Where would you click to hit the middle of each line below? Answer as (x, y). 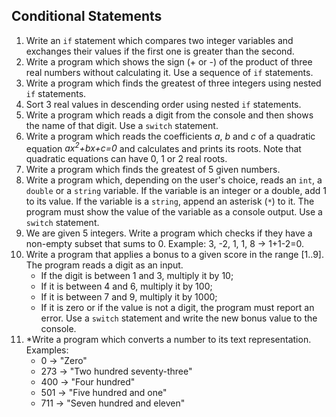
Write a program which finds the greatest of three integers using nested (173, 83)
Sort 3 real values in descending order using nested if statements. (163, 104)
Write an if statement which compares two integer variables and (159, 40)
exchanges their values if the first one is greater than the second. (160, 51)
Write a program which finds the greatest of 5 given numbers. (153, 170)
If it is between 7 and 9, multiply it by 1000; (129, 297)
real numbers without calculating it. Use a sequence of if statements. (169, 72)
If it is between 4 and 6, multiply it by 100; (126, 286)
